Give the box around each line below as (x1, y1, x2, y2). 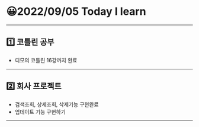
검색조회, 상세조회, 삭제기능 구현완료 (14, 100, 99, 108)
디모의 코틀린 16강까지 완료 (14, 56, 78, 63)
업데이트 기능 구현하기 (14, 108, 66, 115)
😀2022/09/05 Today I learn (6, 5, 146, 18)
